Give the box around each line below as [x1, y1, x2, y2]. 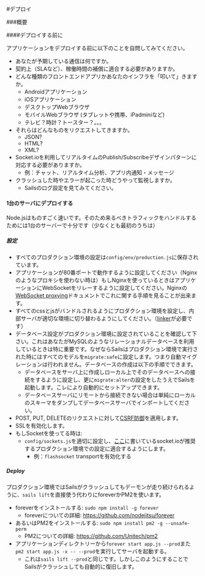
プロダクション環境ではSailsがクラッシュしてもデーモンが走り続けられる [6, 483, 190, 491]
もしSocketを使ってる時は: [15, 430, 83, 437]
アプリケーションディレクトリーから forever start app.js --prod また [15, 540, 191, 547]
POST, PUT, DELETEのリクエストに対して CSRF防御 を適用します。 [15, 414, 182, 422]
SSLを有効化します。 [15, 422, 69, 430]
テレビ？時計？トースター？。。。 [24, 119, 105, 126]
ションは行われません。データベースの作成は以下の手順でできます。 [26, 361, 197, 368]
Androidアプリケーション [24, 88, 88, 95]
